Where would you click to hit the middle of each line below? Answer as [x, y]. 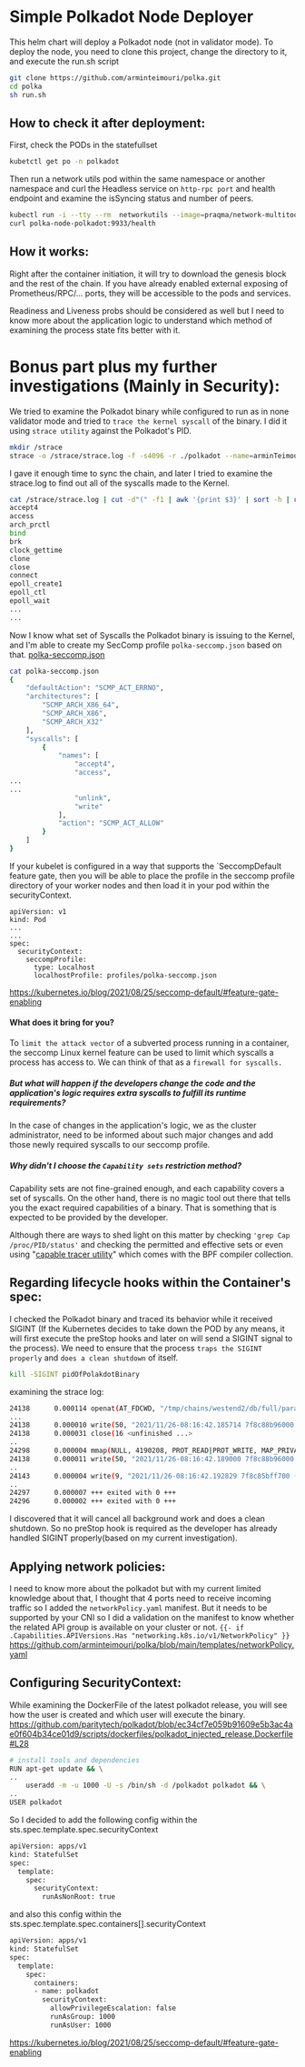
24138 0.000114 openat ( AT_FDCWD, [83, 1408]
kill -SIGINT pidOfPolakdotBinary [75, 1374]
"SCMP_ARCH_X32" [73, 722]
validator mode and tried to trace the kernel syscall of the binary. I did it [148, 421]
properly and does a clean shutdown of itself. [94, 1358]
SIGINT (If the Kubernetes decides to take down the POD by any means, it [148, 1329]
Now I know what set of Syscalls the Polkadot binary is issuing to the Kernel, [152, 635]
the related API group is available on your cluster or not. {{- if [127, 1627]
